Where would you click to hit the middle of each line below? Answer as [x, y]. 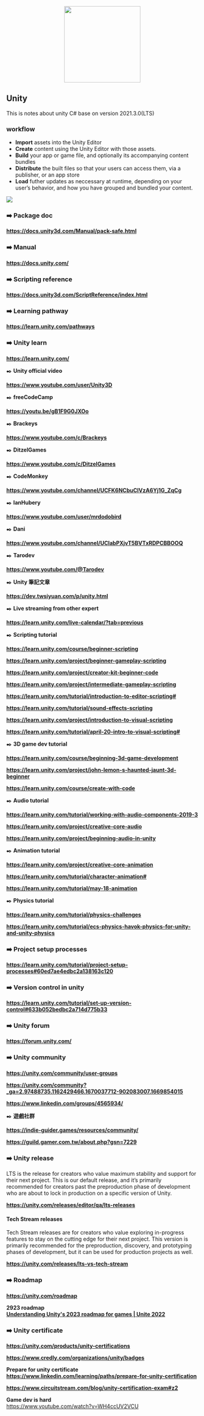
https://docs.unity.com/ [37, 263]
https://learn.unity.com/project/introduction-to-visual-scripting [90, 720]
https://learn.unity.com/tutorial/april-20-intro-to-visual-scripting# [93, 732]
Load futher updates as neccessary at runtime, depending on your [99, 182]
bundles [25, 162]
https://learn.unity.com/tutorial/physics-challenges [74, 914]
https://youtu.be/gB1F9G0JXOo [48, 411]
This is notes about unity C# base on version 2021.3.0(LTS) [80, 113]
